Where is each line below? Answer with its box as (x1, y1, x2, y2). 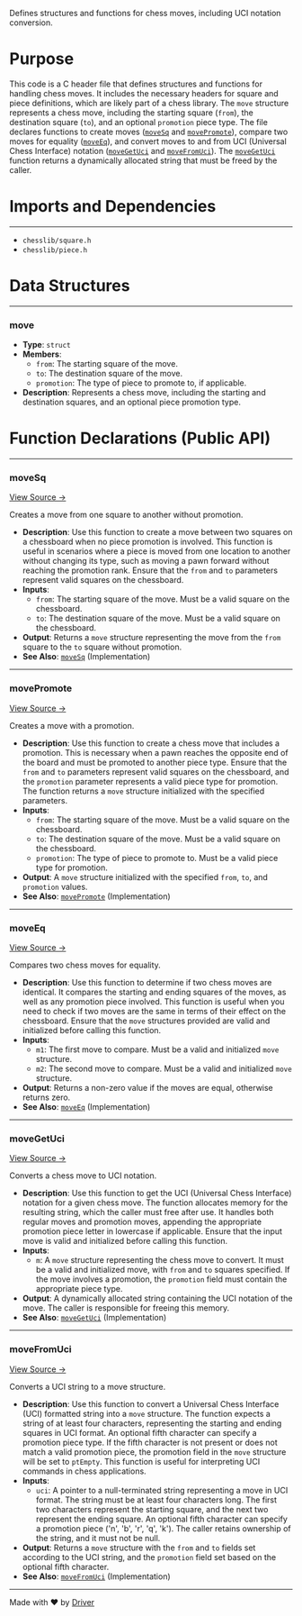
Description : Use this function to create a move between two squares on (22, 527, 293, 538)
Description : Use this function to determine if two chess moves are (22, 976, 272, 987)
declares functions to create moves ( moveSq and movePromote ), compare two (9, 126, 289, 137)
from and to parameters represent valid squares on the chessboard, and (22, 766, 289, 777)
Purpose (9, 49, 75, 69)
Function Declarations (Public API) (9, 428, 271, 449)
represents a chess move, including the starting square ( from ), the (9, 107, 253, 118)
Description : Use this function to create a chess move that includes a (22, 738, 280, 749)
